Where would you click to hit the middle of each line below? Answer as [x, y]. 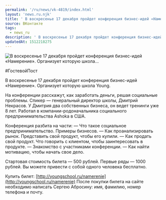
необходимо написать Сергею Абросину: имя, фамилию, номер [73, 187]
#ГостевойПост [21, 71]
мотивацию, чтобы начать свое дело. [45, 152]
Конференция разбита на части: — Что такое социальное [66, 125]
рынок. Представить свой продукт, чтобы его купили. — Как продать [78, 136]
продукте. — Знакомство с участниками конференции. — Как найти [77, 147]
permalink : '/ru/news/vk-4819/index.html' [49, 10]
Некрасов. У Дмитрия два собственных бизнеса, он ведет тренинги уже [82, 105]
